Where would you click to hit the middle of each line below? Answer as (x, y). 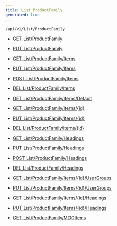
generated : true (22, 15)
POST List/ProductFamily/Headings (50, 158)
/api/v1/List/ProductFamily (35, 29)
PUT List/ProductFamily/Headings (48, 148)
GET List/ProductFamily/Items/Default (52, 98)
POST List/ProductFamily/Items (45, 78)
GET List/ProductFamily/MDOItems (49, 218)
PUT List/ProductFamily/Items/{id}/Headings (60, 208)
